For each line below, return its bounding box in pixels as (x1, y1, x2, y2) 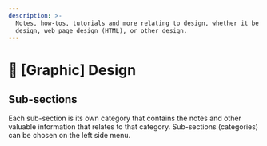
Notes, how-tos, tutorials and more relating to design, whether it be (15, 19, 260, 27)
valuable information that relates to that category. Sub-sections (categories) (8, 122, 258, 132)
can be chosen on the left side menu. (8, 131, 131, 140)
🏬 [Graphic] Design (8, 61, 137, 79)
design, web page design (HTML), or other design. (15, 26, 188, 34)
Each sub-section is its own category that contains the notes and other (8, 113, 242, 124)
